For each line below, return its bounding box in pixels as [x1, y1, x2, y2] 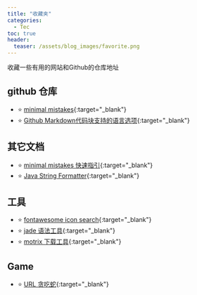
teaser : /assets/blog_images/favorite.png [13, 43, 140, 50]
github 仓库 [7, 86, 58, 98]
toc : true [7, 29, 37, 37]
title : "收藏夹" [7, 10, 52, 18]
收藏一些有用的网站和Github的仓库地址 [7, 63, 120, 71]
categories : [7, 17, 42, 24]
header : [7, 37, 30, 44]
